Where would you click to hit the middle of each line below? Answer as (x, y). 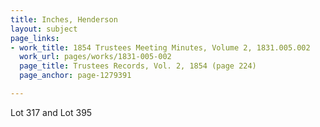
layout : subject (44, 29)
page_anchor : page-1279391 (75, 76)
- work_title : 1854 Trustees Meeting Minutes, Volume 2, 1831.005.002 (160, 47)
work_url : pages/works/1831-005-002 (95, 57)
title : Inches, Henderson (64, 19)
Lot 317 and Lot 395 (51, 112)
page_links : (35, 38)
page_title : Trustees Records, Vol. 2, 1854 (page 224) (138, 66)
